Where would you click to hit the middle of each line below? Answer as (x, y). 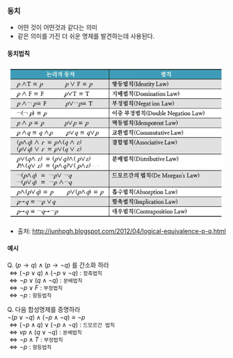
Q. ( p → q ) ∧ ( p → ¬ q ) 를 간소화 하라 (58, 265)
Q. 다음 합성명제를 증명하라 (44, 309)
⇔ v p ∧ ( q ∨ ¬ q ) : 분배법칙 (46, 332)
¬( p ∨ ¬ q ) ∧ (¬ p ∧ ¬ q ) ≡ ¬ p (46, 317)
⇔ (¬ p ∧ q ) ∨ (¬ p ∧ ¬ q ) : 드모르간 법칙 (62, 325)
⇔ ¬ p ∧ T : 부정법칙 (36, 339)
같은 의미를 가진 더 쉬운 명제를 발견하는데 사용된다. (86, 36)
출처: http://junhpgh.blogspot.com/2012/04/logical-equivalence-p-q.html (121, 231)
